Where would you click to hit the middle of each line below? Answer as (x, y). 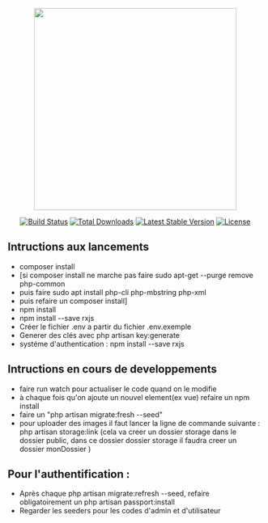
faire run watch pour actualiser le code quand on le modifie (118, 389)
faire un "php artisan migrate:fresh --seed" (91, 414)
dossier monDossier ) (55, 449)
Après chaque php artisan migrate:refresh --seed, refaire (114, 494)
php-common (42, 284)
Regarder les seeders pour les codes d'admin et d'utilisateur (120, 511)
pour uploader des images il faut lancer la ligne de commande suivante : (140, 423)
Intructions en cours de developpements (113, 369)
